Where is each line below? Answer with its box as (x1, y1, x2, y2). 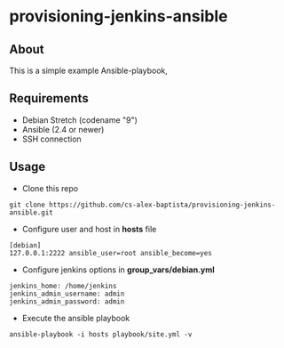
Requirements (9, 91, 89, 106)
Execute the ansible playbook (21, 312, 130, 323)
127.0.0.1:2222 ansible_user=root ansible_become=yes (9, 248, 213, 257)
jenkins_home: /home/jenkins (9, 281, 117, 290)
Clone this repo (21, 182, 78, 193)
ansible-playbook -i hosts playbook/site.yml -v (9, 329, 193, 339)
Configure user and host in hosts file (21, 223, 157, 234)
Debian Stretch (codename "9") (21, 114, 138, 125)
